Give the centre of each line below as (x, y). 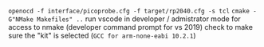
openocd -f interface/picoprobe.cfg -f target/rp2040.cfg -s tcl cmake (129, 11)
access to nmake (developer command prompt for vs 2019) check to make (131, 27)
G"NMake (21, 20)
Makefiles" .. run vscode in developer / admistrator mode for (139, 19)
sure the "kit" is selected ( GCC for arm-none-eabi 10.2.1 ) (102, 35)
